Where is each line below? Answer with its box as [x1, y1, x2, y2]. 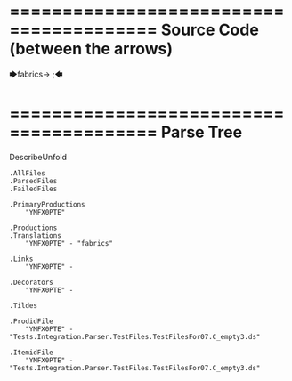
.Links [9, 255, 34, 263]
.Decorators [9, 278, 53, 287]
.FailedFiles [9, 184, 58, 193]
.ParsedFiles [9, 176, 58, 185]
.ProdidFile [9, 317, 53, 326]
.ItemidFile [9, 348, 53, 357]
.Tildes [9, 301, 38, 310]
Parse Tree [160, 122, 243, 142]
